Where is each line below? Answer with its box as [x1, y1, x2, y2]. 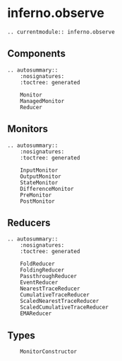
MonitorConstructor [20, 348, 78, 355]
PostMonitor [20, 197, 55, 205]
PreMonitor [20, 191, 52, 199]
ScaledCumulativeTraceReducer [20, 304, 109, 311]
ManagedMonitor [20, 97, 65, 104]
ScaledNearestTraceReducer [20, 298, 99, 305]
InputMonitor [20, 167, 59, 174]
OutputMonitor [20, 172, 61, 180]
